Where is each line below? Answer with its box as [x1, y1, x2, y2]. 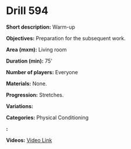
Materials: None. [6, 80, 47, 87]
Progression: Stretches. [6, 91, 64, 98]
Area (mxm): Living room [6, 46, 67, 53]
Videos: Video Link [6, 136, 52, 144]
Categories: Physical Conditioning [6, 114, 89, 121]
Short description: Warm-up [6, 23, 76, 30]
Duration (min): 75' [6, 57, 53, 64]
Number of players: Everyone [6, 68, 79, 75]
